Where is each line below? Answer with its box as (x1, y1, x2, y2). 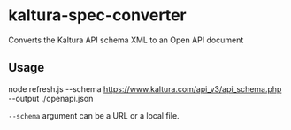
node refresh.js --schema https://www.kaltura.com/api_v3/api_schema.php (8, 83, 282, 94)
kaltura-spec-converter (8, 5, 187, 26)
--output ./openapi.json (8, 93, 94, 103)
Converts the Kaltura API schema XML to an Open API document (8, 34, 244, 45)
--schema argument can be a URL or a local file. (8, 110, 180, 120)
